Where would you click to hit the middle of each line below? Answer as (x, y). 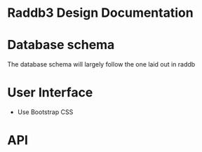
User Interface (50, 93)
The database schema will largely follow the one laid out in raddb (101, 64)
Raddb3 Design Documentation (101, 13)
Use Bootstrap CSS (45, 112)
